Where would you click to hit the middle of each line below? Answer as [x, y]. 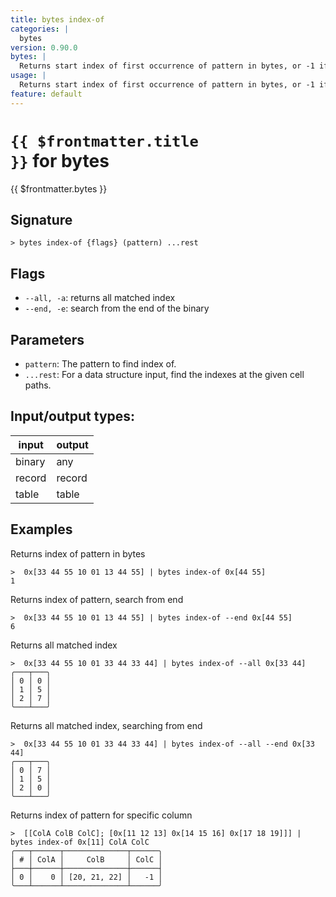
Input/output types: [73, 416]
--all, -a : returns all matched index [100, 298]
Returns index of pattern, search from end [97, 599]
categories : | [40, 29]
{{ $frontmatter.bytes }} [59, 188]
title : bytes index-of [57, 19]
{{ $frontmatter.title [104, 141]
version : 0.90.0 [44, 47]
